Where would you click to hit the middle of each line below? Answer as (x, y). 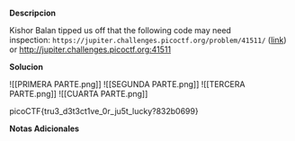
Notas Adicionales (44, 128)
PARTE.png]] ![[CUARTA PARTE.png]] (79, 94)
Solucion (26, 67)
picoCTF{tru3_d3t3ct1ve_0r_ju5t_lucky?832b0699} (104, 111)
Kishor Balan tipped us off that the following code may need (121, 30)
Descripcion (33, 13)
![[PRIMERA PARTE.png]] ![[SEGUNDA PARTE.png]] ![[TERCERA (127, 84)
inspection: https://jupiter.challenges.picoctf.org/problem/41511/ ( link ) (148, 40)
